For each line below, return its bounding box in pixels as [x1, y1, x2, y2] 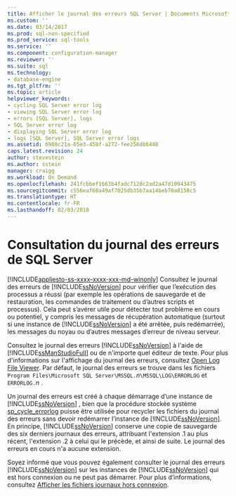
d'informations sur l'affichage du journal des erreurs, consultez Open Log [7, 356, 220, 364]
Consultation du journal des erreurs [7, 237, 220, 253]
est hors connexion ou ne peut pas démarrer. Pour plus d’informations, [7, 473, 212, 481]
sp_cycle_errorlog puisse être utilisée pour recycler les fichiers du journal [7, 407, 219, 415]
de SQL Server [7, 252, 93, 268]
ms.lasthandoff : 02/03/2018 [7, 207, 90, 214]
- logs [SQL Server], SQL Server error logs [7, 134, 140, 141]
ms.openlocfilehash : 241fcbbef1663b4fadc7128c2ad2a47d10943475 [7, 180, 197, 187]
